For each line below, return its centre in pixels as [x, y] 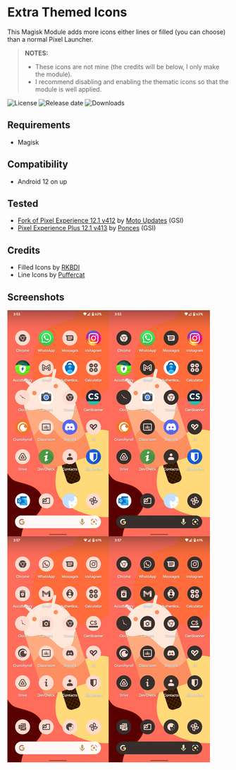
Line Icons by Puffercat [51, 275]
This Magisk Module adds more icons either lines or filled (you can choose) [117, 32]
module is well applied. [68, 89]
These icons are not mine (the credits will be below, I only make [127, 66]
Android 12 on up [42, 182]
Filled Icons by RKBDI [49, 267]
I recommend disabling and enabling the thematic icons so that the [132, 81]
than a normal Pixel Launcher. [50, 39]
